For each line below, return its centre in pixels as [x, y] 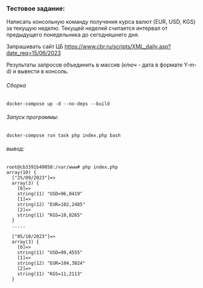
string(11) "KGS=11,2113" [50, 274]
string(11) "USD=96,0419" [50, 193]
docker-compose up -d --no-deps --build [58, 104]
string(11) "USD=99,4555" [50, 252]
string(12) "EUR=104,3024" [51, 263]
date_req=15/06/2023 [34, 53]
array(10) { [21, 172]
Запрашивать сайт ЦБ [35, 46]
